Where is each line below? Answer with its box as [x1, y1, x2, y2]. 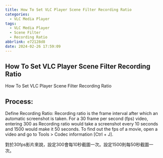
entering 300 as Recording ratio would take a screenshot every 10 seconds [5, 121, 159, 127]
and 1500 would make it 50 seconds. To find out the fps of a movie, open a [5, 126, 158, 132]
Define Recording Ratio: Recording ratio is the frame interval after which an [5, 111, 159, 117]
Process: [5, 97, 33, 106]
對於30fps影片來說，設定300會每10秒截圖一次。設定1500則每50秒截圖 [5, 142, 150, 148]
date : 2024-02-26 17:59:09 [5, 44, 61, 49]
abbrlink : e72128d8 [5, 39, 46, 44]
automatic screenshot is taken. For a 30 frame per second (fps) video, [5, 116, 149, 121]
